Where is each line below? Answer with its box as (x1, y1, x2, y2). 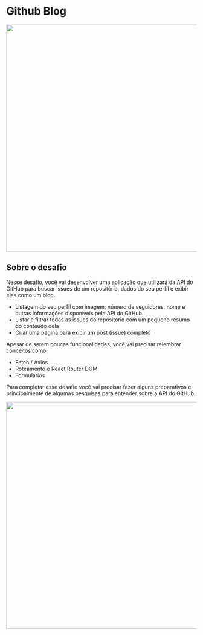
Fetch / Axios (14, 358, 48, 366)
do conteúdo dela (14, 322, 59, 329)
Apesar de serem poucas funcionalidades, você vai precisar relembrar (6, 340, 181, 347)
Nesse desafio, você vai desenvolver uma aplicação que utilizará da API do (6, 278, 193, 286)
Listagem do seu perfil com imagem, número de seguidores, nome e (14, 303, 185, 310)
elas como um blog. (6, 291, 56, 298)
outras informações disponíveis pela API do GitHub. (14, 309, 144, 317)
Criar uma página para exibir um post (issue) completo (14, 329, 151, 336)
